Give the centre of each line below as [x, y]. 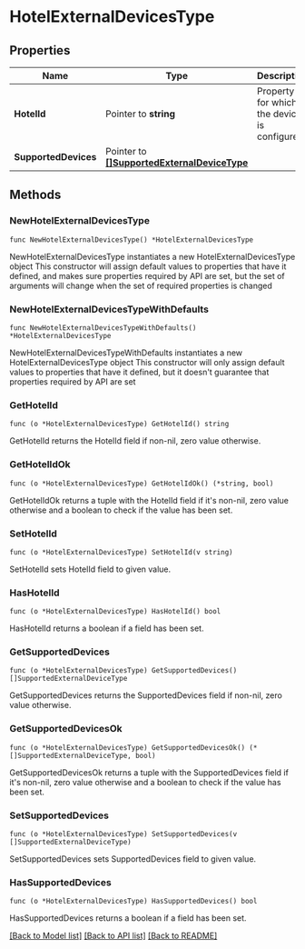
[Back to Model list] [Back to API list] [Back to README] [113, 936]
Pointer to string [140, 114]
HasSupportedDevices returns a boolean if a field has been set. [128, 918]
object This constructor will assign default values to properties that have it [148, 266]
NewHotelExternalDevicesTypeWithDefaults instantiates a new [126, 353]
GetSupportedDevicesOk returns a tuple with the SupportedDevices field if [149, 772]
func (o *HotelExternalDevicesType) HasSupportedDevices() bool [133, 902]
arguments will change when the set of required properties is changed [141, 285]
